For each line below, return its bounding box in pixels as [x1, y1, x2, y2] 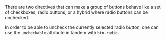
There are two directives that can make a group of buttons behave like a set [5, 4, 161, 10]
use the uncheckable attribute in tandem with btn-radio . [5, 30, 119, 35]
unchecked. [5, 15, 30, 20]
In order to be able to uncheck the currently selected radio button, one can [5, 24, 159, 30]
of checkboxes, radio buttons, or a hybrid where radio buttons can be [5, 9, 148, 15]
